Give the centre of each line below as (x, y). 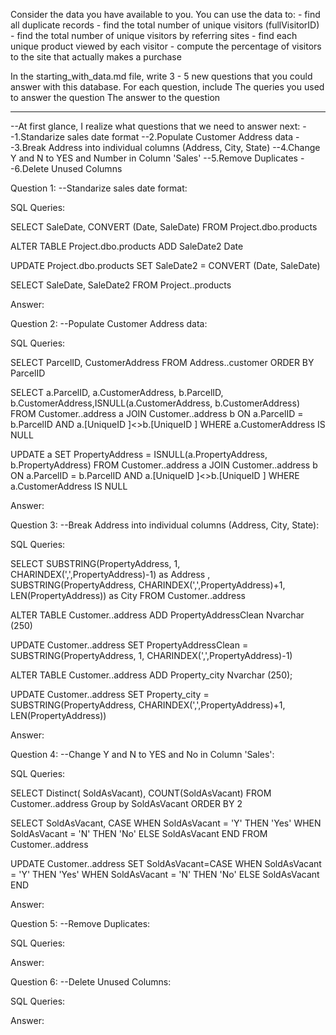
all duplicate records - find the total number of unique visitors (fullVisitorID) (165, 25)
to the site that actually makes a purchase (96, 57)
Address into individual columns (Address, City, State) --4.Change (184, 147)
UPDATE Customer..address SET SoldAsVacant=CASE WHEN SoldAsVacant (166, 863)
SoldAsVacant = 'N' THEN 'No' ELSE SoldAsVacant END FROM (139, 833)
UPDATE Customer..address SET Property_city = (110, 694)
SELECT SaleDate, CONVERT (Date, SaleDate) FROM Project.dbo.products (164, 227)
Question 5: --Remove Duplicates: (80, 923)
